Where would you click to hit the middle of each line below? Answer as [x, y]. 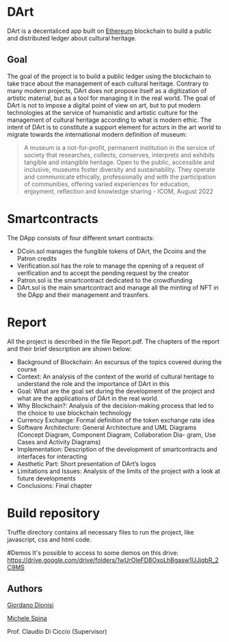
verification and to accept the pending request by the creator [103, 273]
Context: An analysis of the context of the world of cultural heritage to [116, 376]
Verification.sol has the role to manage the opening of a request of [110, 266]
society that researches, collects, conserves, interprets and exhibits [119, 155]
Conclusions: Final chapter [54, 485]
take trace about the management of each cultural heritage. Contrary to [108, 84]
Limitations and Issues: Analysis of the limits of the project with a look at [119, 471]
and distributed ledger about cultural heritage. [72, 38]
